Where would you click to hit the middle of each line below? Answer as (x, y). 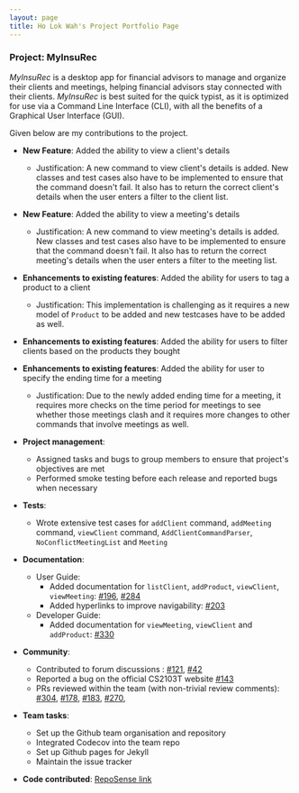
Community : (46, 652)
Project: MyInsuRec (53, 58)
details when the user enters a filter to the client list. (132, 196)
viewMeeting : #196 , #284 (95, 596)
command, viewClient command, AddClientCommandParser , (144, 532)
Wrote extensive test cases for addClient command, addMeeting (154, 523)
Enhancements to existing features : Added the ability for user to (143, 368)
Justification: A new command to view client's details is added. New (162, 168)
